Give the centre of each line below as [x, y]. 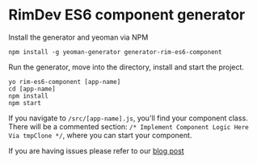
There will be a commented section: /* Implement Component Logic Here [128, 126]
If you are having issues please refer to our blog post [96, 150]
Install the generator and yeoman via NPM [78, 37]
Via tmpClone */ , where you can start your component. [100, 135]
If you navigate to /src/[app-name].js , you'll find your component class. [128, 118]
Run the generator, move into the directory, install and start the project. [126, 67]
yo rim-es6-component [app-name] [65, 82]
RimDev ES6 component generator [127, 15]
